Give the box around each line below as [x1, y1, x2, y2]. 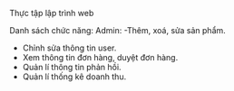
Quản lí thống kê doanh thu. [22, 71, 127, 82]
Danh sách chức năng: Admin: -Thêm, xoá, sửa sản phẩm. [9, 25, 227, 35]
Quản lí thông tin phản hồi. [22, 62, 122, 72]
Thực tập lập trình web [9, 8, 94, 18]
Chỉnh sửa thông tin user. [22, 42, 117, 53]
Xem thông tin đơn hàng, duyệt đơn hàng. [22, 52, 179, 62]
